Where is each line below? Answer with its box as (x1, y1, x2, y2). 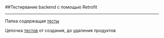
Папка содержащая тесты (5, 18, 60, 24)
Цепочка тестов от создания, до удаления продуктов (5, 28, 116, 33)
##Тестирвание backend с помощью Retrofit (5, 4, 98, 10)
